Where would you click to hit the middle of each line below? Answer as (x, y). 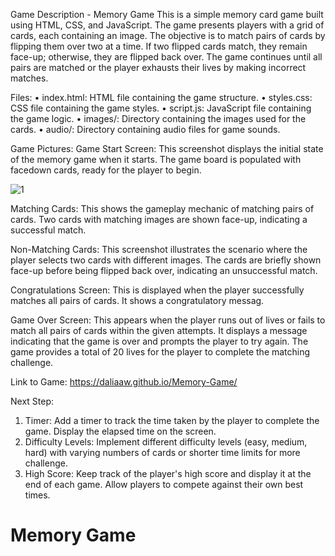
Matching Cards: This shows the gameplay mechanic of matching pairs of (162, 208)
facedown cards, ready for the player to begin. (106, 170)
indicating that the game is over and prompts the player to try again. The (159, 341)
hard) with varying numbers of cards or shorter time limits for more (162, 452)
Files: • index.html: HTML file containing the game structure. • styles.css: (161, 97)
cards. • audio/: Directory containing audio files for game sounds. (145, 129)
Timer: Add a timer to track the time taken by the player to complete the (172, 420)
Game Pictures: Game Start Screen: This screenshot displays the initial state (167, 148)
